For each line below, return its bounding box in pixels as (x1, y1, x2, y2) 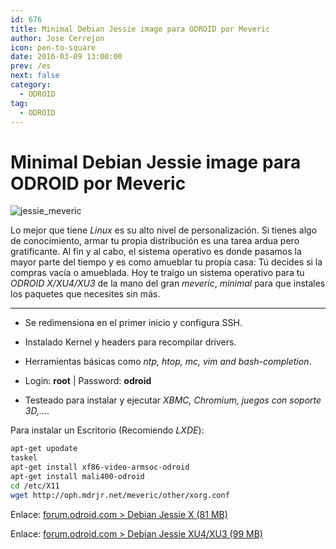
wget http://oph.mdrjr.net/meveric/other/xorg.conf (10, 490, 230, 500)
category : (10, 80, 52, 90)
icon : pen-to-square (10, 42, 97, 53)
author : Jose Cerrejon (10, 33, 105, 43)
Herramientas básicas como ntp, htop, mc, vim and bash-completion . (24, 356, 312, 368)
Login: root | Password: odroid (24, 375, 152, 387)
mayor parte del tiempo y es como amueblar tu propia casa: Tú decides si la (10, 256, 323, 268)
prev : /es (10, 61, 52, 71)
